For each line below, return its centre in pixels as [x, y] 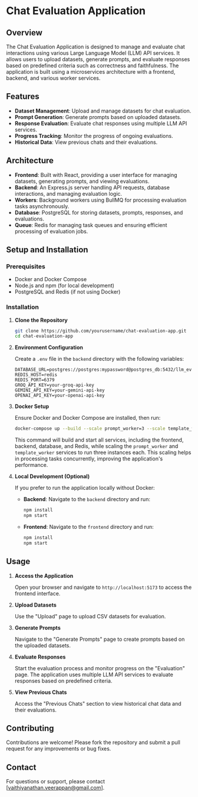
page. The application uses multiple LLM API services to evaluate [94, 674]
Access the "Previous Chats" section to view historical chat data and [98, 703]
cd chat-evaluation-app [44, 336]
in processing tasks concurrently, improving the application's [89, 459]
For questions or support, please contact [55, 782]
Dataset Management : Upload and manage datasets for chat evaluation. [103, 111]
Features [23, 96]
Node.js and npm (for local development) [65, 286]
